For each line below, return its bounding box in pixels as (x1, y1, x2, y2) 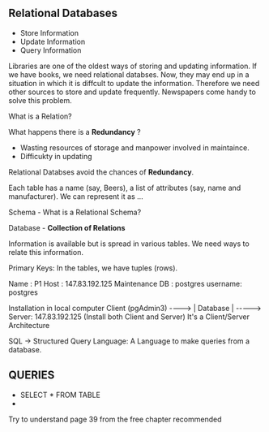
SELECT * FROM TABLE (19, 390, 101, 400)
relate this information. (8, 247, 83, 257)
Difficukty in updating (19, 151, 92, 161)
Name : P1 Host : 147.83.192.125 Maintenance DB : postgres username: (8, 279, 242, 288)
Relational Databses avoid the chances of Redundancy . (8, 166, 194, 177)
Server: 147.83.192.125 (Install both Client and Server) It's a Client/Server (8, 312, 250, 322)
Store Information (19, 28, 79, 37)
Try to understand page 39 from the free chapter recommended (8, 414, 222, 424)
